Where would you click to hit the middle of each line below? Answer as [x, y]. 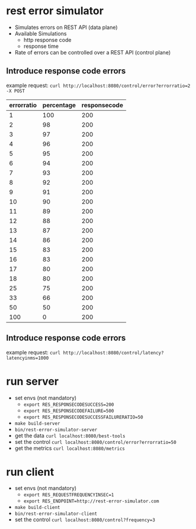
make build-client [37, 508]
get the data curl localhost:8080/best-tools [70, 436]
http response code [47, 40]
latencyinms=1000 [28, 358]
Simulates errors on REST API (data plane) [66, 27]
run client [30, 472]
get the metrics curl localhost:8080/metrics [70, 448]
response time [41, 46]
